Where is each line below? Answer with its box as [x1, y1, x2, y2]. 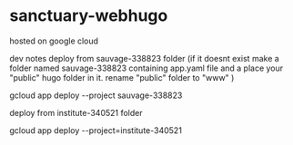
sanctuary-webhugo [9, 5, 168, 26]
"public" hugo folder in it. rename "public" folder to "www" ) [9, 72, 235, 82]
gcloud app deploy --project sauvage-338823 [9, 90, 183, 101]
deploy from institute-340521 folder [9, 107, 143, 118]
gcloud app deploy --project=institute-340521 [9, 124, 182, 136]
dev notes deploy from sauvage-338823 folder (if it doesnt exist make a [9, 53, 279, 63]
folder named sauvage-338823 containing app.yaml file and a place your [9, 63, 284, 73]
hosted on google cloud [9, 35, 98, 46]
